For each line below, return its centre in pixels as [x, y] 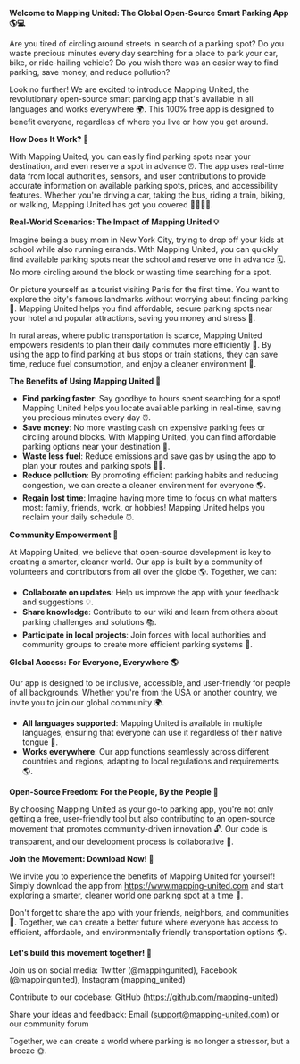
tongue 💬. [40, 742]
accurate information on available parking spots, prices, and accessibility [144, 186]
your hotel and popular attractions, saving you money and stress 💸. [133, 318]
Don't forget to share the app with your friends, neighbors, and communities [150, 912]
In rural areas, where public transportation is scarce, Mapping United [136, 335]
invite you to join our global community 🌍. [87, 702]
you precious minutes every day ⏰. [87, 418]
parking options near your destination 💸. [96, 447]
